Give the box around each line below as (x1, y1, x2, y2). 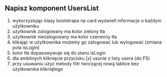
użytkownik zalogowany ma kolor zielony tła (12, 28, 105, 34)
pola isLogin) (12, 44, 40, 50)
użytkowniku (12, 23, 39, 29)
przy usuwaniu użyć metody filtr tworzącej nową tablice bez (12, 60, 139, 66)
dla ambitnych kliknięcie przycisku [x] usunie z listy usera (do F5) (12, 55, 150, 61)
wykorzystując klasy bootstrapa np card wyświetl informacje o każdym (12, 17, 162, 23)
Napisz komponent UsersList (5, 4, 99, 13)
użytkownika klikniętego (12, 66, 63, 72)
